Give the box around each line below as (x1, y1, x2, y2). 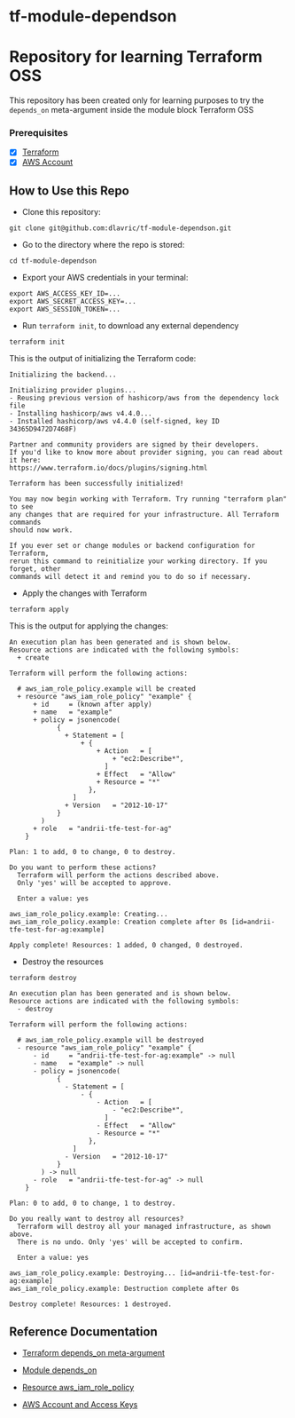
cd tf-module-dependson (9, 257, 97, 265)
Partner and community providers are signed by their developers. (9, 440, 260, 449)
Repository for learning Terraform (9, 47, 263, 67)
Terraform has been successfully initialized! (9, 479, 184, 488)
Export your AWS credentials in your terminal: (21, 273, 189, 283)
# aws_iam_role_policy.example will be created (17, 685, 197, 693)
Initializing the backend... (9, 370, 117, 379)
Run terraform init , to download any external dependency (21, 321, 239, 331)
